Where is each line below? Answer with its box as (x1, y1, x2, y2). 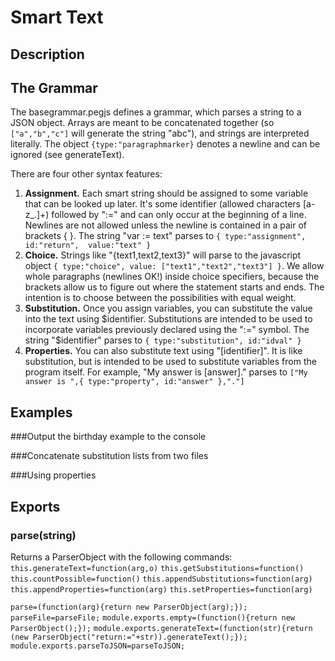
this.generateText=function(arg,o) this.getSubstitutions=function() (10, 563, 305, 573)
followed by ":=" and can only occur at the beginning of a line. (51, 209, 307, 221)
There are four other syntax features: (10, 168, 163, 180)
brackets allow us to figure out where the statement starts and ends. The (24, 281, 325, 293)
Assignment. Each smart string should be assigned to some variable (24, 187, 309, 200)
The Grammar (10, 79, 98, 96)
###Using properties (10, 469, 97, 481)
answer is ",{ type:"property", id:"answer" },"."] (24, 377, 245, 387)
